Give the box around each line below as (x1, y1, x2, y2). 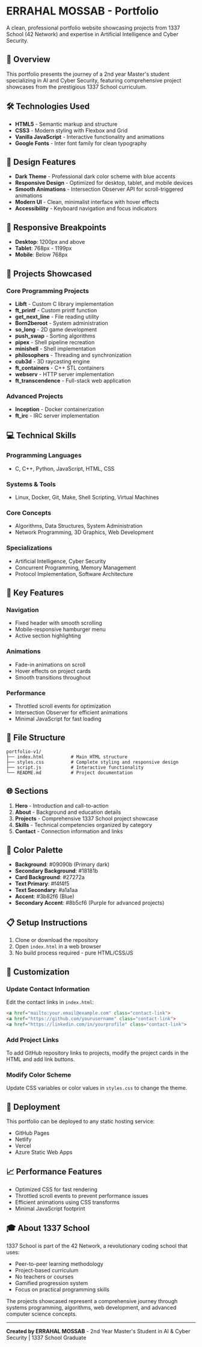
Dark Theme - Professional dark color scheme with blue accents (14, 173, 176, 180)
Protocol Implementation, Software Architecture (14, 570, 133, 577)
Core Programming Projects (6, 286, 89, 295)
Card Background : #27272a (14, 874, 85, 881)
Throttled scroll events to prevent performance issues (14, 1192, 148, 1199)
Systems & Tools (6, 480, 56, 488)
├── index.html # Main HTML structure (6, 754, 128, 760)
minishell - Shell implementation (14, 345, 96, 352)
